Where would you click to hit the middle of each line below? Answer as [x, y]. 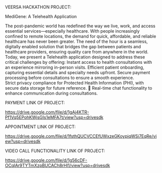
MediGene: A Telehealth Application [41, 16]
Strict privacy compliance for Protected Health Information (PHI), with [74, 83]
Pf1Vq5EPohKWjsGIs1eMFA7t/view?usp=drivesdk [54, 117]
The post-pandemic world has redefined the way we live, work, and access [80, 26]
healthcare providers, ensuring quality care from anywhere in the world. [77, 52]
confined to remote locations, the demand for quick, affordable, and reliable [81, 36]
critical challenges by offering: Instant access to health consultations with [79, 62]
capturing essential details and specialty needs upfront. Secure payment [78, 72]
